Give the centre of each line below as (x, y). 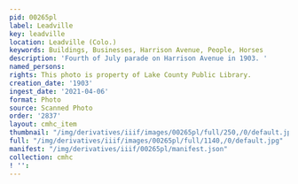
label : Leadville (41, 26)
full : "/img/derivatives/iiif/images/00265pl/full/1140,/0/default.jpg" (146, 141)
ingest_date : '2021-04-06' (59, 91)
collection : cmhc (41, 157)
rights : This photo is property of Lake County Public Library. (130, 75)
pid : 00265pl (33, 17)
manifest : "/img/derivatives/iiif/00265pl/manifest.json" (118, 149)
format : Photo (35, 100)
